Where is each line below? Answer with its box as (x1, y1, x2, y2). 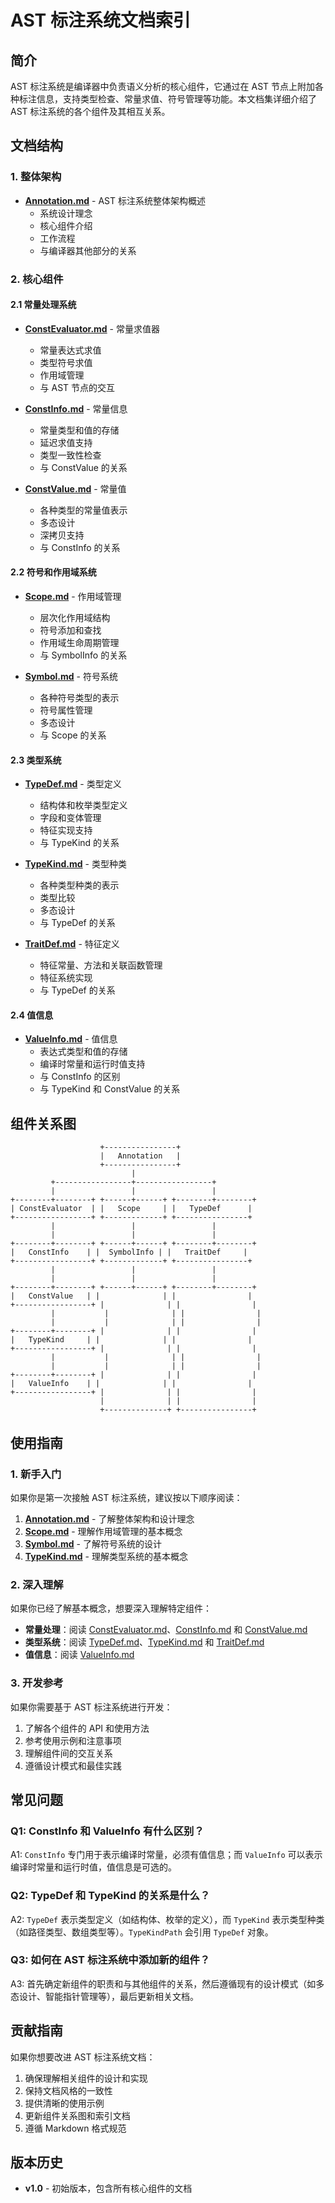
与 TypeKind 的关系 (39, 837, 120, 849)
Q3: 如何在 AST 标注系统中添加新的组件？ (10, 1953, 211, 1967)
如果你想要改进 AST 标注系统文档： (10, 2051, 156, 2063)
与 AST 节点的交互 (39, 381, 116, 393)
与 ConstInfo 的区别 (39, 1071, 121, 1083)
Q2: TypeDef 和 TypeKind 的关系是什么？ (10, 1889, 211, 1903)
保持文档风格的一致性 (24, 2084, 113, 2096)
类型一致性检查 (39, 449, 102, 461)
